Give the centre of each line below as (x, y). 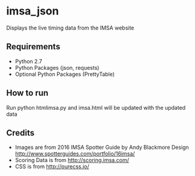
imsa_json (33, 11)
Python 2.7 (28, 61)
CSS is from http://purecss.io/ (52, 166)
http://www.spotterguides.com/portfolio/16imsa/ (75, 154)
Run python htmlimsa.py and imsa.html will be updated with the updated (96, 107)
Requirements (33, 47)
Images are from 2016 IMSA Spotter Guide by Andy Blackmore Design (102, 147)
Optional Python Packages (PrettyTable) (65, 74)
